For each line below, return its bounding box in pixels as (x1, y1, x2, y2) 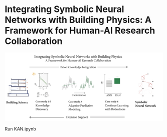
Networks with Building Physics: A (5, 14, 151, 26)
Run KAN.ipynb (5, 126, 36, 132)
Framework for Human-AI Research (5, 25, 155, 36)
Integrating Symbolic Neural (5, 4, 124, 15)
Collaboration (5, 36, 63, 47)
